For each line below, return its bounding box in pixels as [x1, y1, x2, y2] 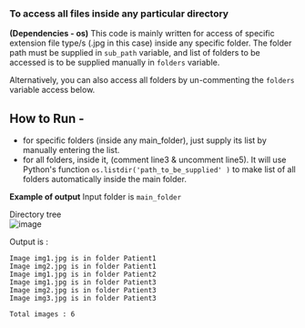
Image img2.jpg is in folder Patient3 [9, 286, 157, 295]
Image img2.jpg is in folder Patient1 [9, 262, 157, 272]
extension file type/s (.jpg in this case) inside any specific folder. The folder [9, 37, 292, 48]
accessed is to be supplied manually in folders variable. [9, 57, 220, 68]
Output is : [9, 236, 48, 248]
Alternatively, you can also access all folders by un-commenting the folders [9, 75, 295, 86]
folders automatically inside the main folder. [22, 174, 187, 185]
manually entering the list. [22, 145, 120, 156]
